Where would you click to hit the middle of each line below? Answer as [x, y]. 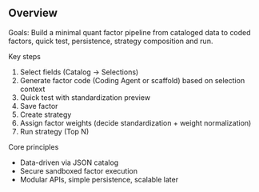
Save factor [39, 106]
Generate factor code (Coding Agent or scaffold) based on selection [132, 80]
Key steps [25, 56]
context [32, 89]
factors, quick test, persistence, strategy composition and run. [111, 41]
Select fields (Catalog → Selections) [79, 72]
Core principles [34, 146]
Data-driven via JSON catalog [69, 162]
